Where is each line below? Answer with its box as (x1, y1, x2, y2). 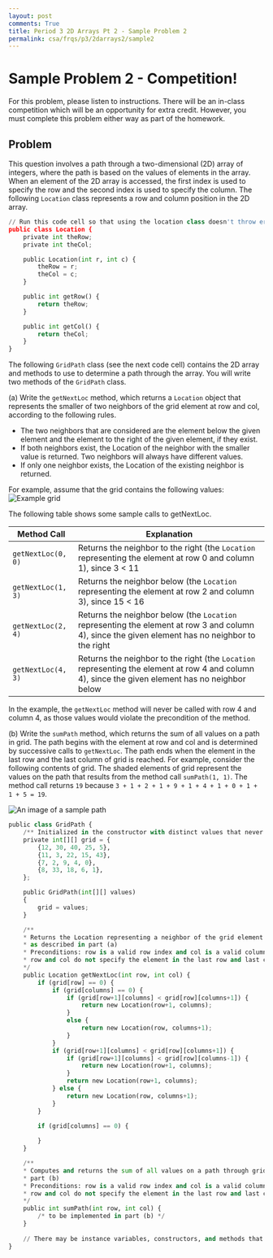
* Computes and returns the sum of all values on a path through (23, 1166, 249, 1175)
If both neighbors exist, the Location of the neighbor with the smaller (19, 443, 250, 453)
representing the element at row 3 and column (77, 620, 254, 631)
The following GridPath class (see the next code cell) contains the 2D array (8, 359, 260, 370)
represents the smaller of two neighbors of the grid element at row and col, (8, 402, 260, 411)
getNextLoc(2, (12, 621, 67, 631)
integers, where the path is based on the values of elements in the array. (8, 168, 251, 177)
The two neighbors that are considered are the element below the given (19, 426, 261, 436)
